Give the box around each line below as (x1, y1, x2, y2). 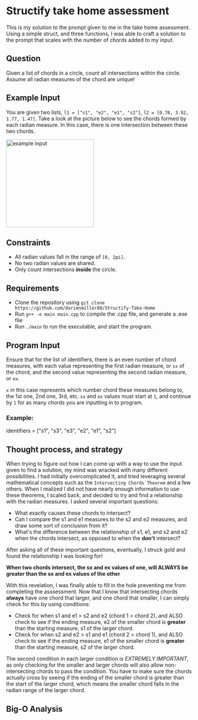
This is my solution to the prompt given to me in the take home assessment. (6, 24, 190, 31)
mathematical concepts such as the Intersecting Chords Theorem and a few (6, 479, 191, 486)
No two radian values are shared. (14, 260, 96, 267)
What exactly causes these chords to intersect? (14, 509, 131, 517)
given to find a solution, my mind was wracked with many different (6, 467, 168, 474)
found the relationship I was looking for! (6, 553, 103, 560)
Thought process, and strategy (6, 444, 123, 454)
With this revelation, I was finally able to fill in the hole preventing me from (6, 582, 186, 589)
